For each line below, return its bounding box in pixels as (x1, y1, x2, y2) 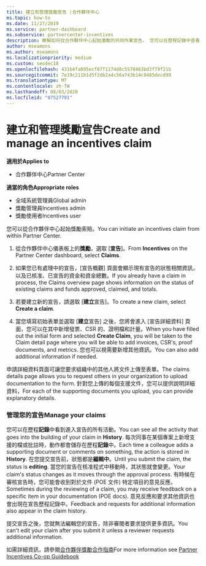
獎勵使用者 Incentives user (15, 212, 82, 219)
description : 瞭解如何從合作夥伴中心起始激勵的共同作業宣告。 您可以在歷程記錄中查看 (6, 37, 200, 44)
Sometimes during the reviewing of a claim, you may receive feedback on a (6, 485, 197, 492)
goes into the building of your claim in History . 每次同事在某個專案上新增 (6, 433, 190, 441)
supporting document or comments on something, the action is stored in (6, 448, 189, 455)
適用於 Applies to (6, 157, 49, 165)
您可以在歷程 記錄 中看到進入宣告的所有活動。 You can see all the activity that (6, 425, 198, 433)
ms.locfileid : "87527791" (6, 95, 72, 101)
